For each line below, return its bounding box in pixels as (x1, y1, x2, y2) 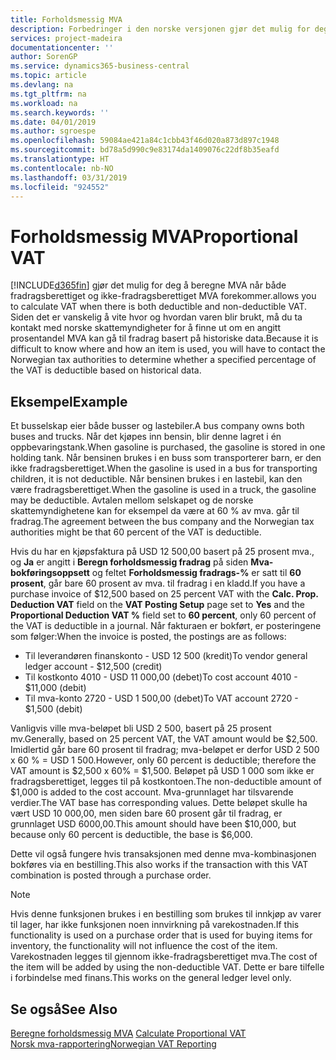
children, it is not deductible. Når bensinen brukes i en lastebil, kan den (10, 473, 303, 485)
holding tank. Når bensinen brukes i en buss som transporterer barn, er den (10, 452, 322, 464)
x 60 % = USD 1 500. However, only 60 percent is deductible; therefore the (10, 754, 317, 766)
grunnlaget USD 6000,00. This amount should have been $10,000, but (10, 818, 297, 830)
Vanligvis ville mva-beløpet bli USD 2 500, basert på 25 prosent (10, 722, 272, 735)
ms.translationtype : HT (10, 154, 110, 164)
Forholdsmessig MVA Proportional (10, 225, 299, 248)
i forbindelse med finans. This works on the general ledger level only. (10, 972, 292, 984)
